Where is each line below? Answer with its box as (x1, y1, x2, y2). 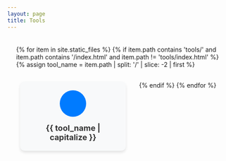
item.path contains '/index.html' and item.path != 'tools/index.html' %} (16, 52, 220, 61)
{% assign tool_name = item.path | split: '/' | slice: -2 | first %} (16, 60, 195, 68)
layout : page (7, 10, 46, 18)
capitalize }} (49, 132, 97, 142)
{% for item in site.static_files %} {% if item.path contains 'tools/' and (16, 45, 217, 54)
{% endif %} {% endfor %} (139, 80, 217, 89)
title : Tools (7, 17, 46, 24)
